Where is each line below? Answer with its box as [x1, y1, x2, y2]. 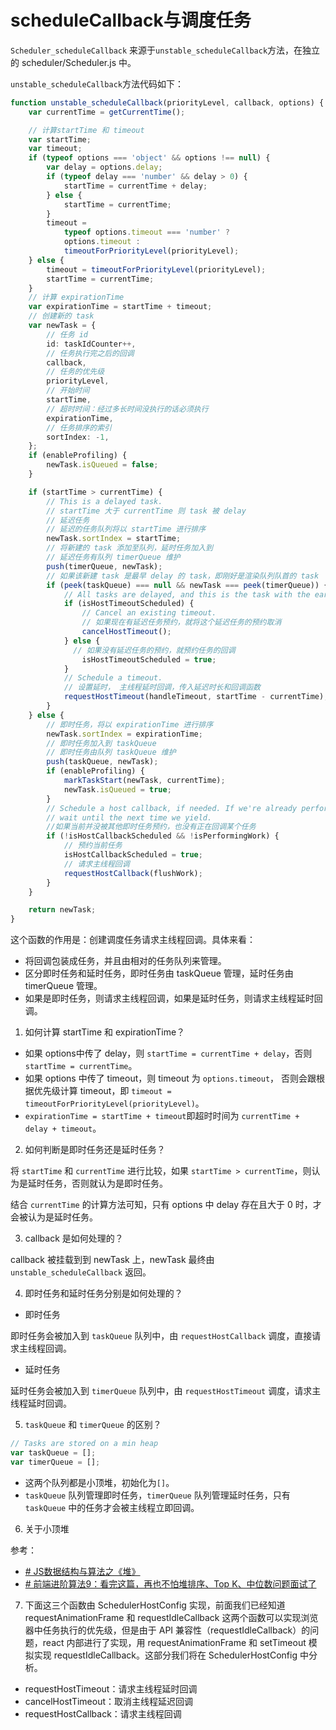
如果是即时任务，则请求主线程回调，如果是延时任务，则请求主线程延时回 [24, 992, 323, 1005]
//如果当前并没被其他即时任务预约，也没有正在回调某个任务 [46, 822, 257, 832]
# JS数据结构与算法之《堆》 [24, 1565, 141, 1577]
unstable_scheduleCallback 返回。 [10, 1266, 152, 1278]
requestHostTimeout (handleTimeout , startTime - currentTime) [63, 692, 325, 702]
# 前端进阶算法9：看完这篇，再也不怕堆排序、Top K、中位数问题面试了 [24, 1577, 317, 1590]
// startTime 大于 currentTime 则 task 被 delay [46, 506, 247, 516]
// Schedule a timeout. [63, 673, 163, 683]
